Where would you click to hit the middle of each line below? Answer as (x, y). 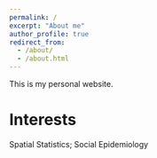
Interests (43, 120)
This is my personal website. (61, 84)
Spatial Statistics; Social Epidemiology (79, 144)
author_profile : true (49, 34)
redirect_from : (37, 42)
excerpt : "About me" (47, 26)
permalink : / (33, 17)
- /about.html (43, 59)
